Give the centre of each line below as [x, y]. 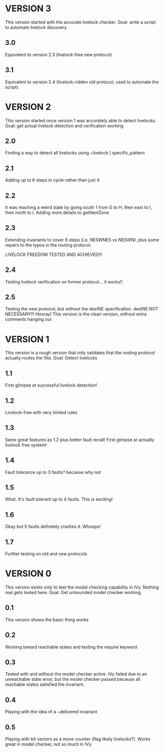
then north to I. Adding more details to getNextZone [57, 212]
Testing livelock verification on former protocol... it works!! [64, 282]
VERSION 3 [28, 9]
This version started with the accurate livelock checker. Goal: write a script [80, 22]
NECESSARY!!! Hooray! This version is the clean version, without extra [76, 314]
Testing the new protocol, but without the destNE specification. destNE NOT [82, 309]
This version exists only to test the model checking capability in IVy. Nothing [82, 587]
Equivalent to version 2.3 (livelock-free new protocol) [59, 54]
